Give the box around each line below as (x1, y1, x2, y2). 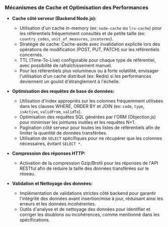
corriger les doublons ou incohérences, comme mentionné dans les (19, 211, 160, 217)
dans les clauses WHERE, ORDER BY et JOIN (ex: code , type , (19, 103, 145, 109)
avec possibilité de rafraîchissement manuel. (19, 62, 112, 69)
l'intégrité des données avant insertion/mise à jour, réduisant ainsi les (19, 195, 163, 202)
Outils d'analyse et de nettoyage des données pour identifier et (19, 206, 150, 212)
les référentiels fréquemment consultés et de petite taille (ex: (19, 31, 146, 37)
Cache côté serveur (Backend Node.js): (12, 16, 97, 22)
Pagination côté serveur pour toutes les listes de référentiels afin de (19, 125, 160, 131)
